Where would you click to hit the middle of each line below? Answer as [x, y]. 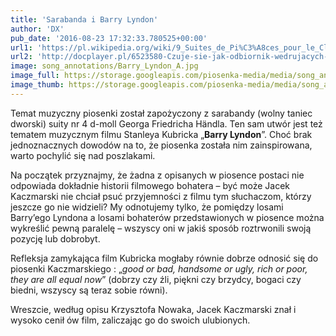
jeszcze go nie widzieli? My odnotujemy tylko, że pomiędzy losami [147, 207]
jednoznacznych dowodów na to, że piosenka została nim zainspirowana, [161, 145]
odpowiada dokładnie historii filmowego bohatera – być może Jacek [150, 185]
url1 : [21, 47]
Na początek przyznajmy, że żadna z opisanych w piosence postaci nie [157, 175]
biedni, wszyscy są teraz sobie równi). [89, 290]
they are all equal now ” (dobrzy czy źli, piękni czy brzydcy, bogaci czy [156, 279]
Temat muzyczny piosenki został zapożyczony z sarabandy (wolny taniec [161, 113]
